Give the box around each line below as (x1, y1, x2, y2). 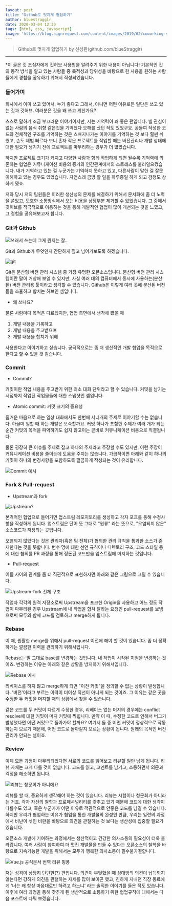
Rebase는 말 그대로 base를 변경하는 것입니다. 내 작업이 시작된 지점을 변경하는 (5, 655, 161, 661)
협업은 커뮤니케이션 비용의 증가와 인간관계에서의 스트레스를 (18, 161, 137, 167)
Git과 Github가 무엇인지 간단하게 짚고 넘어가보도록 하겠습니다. (5, 248, 129, 254)
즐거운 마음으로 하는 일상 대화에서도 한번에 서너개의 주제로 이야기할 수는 (5, 414, 149, 420)
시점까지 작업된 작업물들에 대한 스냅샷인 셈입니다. (5, 392, 104, 398)
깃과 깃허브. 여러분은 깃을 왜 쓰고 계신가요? (10, 107, 96, 114)
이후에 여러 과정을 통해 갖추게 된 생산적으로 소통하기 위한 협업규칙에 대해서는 (5, 889, 159, 895)
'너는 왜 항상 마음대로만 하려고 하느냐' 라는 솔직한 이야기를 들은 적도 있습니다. (10, 882, 165, 889)
